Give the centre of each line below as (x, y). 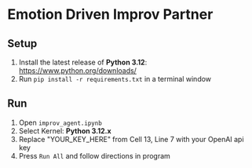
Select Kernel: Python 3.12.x (65, 130)
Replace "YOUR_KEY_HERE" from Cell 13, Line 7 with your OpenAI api (131, 139)
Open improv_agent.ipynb (60, 122)
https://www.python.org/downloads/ (77, 71)
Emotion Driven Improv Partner (110, 15)
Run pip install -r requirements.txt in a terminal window (115, 79)
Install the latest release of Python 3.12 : (83, 62)
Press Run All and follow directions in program (94, 155)
